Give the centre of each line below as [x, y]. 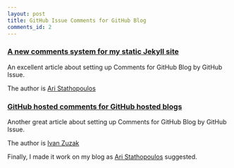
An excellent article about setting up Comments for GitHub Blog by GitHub [115, 67]
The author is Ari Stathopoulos [52, 88]
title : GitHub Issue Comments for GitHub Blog [77, 20]
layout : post [26, 14]
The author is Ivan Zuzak [43, 143]
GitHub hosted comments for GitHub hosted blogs [95, 107]
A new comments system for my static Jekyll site [93, 52]
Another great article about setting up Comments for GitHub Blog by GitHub [117, 121]
